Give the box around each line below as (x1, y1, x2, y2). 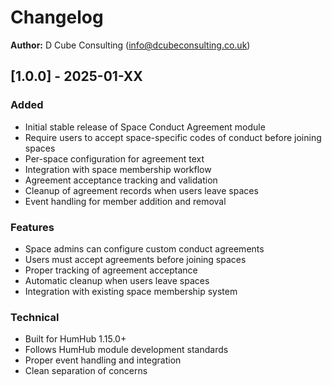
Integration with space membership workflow (24, 163, 212, 175)
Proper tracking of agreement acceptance (24, 264, 198, 276)
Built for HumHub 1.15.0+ (24, 333, 127, 345)
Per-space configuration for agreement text (24, 152, 205, 165)
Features (10, 220, 55, 234)
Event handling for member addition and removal (24, 195, 227, 207)
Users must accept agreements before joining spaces (24, 253, 247, 265)
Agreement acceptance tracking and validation (24, 174, 218, 186)
